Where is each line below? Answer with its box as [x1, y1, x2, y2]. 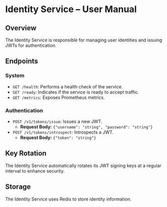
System [5, 72, 25, 79]
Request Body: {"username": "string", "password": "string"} [20, 124, 153, 130]
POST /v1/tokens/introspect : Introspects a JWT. [12, 129, 114, 135]
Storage [5, 183, 31, 191]
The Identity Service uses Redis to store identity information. [5, 196, 132, 202]
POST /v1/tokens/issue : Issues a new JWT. [12, 118, 103, 124]
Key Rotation [5, 149, 47, 158]
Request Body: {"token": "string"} [20, 134, 97, 140]
